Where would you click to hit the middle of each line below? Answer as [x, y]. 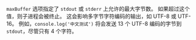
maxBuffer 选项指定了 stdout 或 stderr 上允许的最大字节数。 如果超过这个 [98, 9]
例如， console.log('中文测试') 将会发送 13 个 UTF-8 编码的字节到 [100, 24]
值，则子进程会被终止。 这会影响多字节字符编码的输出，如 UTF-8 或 [91, 16]
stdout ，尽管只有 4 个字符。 [42, 31]
